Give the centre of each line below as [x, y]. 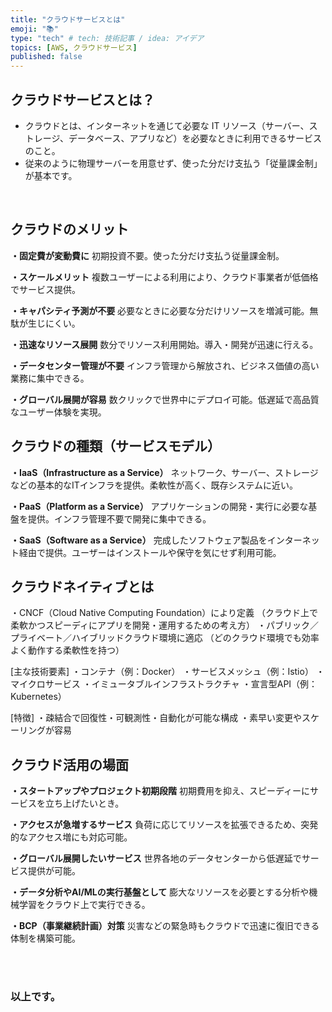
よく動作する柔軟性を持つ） [67, 650]
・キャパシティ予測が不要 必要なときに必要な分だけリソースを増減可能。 [160, 310]
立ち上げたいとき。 [84, 803]
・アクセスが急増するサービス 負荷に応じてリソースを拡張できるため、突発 [164, 825]
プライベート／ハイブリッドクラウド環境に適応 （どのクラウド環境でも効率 [165, 638]
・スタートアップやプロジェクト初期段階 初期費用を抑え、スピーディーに [160, 791]
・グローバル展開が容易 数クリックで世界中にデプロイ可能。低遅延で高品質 [165, 399]
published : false [46, 57]
